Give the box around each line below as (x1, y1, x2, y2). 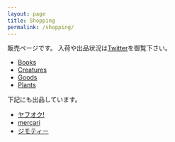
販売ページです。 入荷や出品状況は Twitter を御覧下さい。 (7, 44, 171, 53)
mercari (17, 119, 41, 127)
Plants (17, 81, 37, 89)
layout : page (7, 10, 46, 18)
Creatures (17, 65, 47, 75)
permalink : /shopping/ (7, 23, 74, 31)
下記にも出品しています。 (7, 95, 81, 104)
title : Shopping (7, 17, 55, 24)
